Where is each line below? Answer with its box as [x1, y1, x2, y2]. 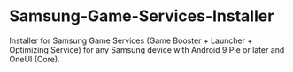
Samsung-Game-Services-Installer [9, 6, 274, 26]
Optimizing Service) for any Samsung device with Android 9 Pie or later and [9, 44, 285, 54]
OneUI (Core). [9, 54, 60, 64]
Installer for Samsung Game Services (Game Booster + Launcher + [9, 35, 253, 46]
